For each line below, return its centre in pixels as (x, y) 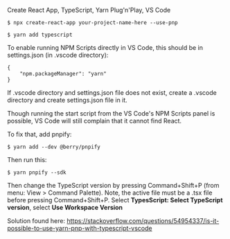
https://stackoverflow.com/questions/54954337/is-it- (143, 221)
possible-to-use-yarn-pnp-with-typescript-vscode (80, 228)
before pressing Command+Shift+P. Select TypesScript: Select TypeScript (115, 200)
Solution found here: (36, 221)
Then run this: (27, 160)
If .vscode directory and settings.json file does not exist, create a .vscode (112, 92)
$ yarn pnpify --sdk (37, 172)
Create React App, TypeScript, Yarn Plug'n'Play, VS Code (89, 10)
